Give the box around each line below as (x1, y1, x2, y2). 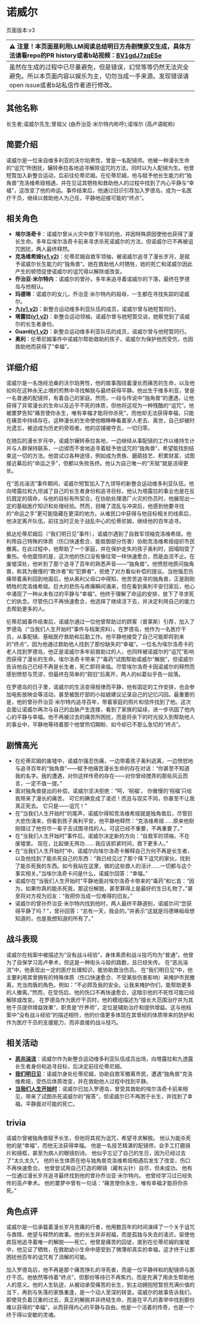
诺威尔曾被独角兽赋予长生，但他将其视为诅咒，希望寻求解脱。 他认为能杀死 (6, 1134, 191, 1141)
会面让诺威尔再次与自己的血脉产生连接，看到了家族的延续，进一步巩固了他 (6, 706, 190, 713)
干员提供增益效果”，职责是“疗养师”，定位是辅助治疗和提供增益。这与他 (11, 1003, 187, 1011)
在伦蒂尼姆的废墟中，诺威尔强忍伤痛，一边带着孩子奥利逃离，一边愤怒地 (14, 757, 193, 764)
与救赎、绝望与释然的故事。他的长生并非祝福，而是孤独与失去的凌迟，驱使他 (6, 1231, 195, 1238)
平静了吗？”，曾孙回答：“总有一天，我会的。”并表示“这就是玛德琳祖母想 (20, 907, 195, 914)
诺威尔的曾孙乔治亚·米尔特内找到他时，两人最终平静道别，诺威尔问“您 (14, 900, 187, 907)
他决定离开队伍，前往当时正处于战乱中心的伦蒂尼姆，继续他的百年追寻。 (6, 518, 184, 525)
